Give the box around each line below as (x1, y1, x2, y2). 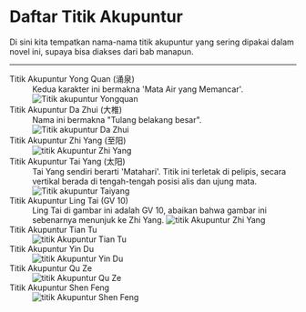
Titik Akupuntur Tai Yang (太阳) (9, 156, 126, 166)
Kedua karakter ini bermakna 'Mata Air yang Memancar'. (32, 84, 244, 95)
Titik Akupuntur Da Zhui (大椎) (9, 104, 123, 115)
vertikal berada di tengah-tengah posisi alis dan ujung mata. (32, 176, 258, 186)
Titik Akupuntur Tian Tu (9, 224, 97, 235)
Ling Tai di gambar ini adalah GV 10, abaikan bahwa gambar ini (32, 205, 267, 216)
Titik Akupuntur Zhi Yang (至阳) (9, 135, 127, 146)
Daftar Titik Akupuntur (9, 6, 184, 27)
